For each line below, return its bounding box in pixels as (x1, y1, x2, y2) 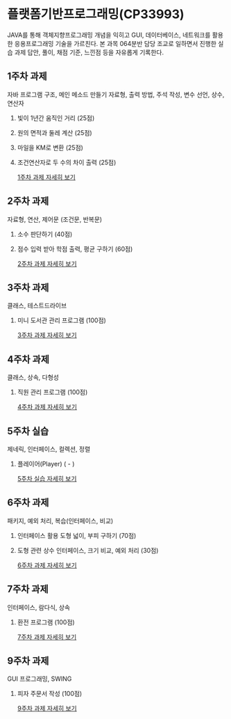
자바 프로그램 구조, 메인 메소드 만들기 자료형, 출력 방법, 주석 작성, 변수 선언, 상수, (7, 90, 225, 98)
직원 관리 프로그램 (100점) (17, 388, 88, 397)
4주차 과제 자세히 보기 (17, 403, 78, 411)
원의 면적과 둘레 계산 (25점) (17, 128, 92, 136)
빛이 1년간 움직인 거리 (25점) (17, 113, 95, 122)
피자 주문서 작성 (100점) (17, 690, 83, 698)
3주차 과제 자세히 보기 (17, 331, 78, 340)
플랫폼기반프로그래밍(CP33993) (7, 6, 185, 22)
